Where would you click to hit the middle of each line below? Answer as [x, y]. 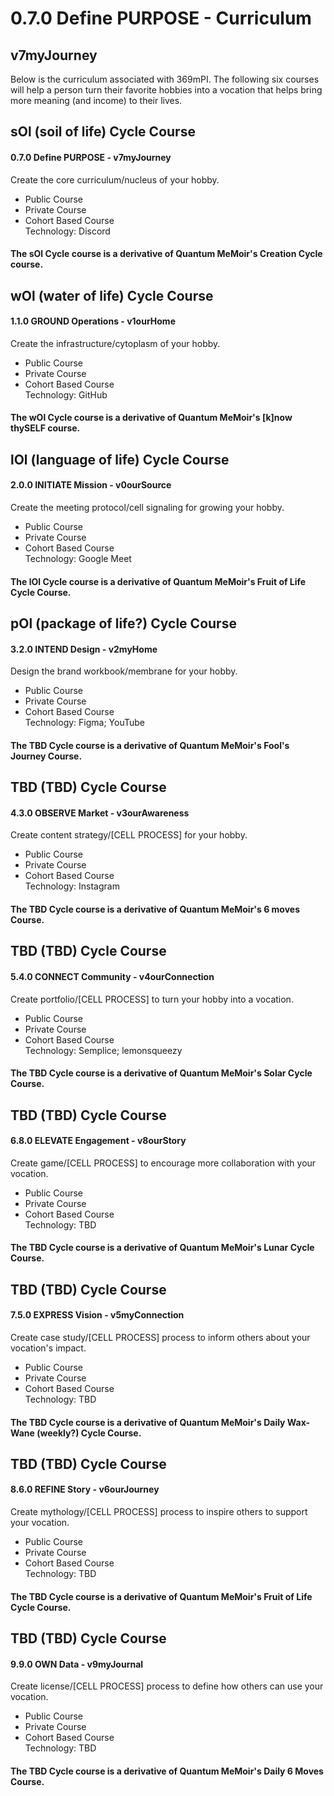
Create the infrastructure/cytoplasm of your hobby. [115, 343]
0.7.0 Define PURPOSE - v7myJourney [91, 157]
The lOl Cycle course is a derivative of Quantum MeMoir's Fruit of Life [158, 581]
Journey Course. [46, 756]
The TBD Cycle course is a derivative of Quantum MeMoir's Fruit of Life [161, 1596]
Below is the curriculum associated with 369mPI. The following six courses [165, 79]
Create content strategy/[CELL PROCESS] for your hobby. [129, 835]
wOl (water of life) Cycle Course [112, 295]
